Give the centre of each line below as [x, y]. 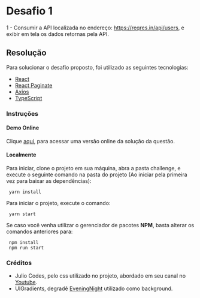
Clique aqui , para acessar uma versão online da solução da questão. [91, 141]
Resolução [26, 53]
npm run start [26, 248]
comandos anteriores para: [40, 231]
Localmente [21, 155]
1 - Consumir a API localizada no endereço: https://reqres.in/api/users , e [95, 28]
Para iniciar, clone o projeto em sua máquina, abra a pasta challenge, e [93, 168]
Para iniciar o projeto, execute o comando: [58, 203]
